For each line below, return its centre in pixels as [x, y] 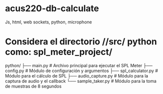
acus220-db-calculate [52, 9]
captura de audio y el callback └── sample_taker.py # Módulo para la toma [81, 81]
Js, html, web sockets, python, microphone [48, 22]
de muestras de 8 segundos [34, 86]
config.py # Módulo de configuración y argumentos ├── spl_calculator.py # [81, 71]
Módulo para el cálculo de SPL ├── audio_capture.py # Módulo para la [77, 75]
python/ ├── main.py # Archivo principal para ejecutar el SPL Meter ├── [79, 65]
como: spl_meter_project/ [59, 52]
